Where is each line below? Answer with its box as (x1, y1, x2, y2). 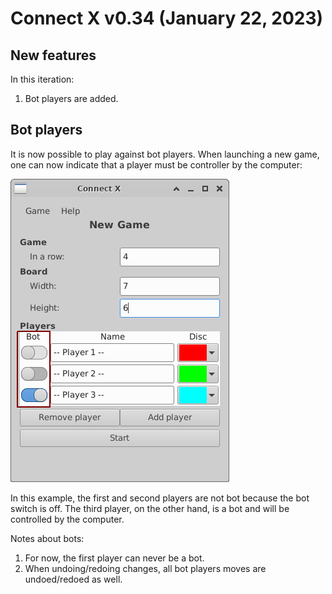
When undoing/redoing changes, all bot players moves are (24, 562, 267, 574)
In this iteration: (10, 73, 75, 85)
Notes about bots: (10, 532, 85, 544)
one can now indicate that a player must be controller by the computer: (10, 158, 303, 171)
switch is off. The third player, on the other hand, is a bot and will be (10, 502, 290, 514)
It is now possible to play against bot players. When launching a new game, (10, 148, 320, 160)
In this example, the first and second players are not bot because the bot (10, 492, 310, 504)
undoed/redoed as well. (24, 573, 123, 585)
